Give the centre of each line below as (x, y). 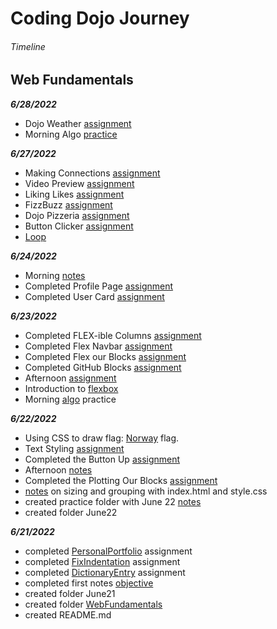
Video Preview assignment (79, 183)
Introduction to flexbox (71, 388)
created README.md (68, 614)
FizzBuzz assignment (68, 204)
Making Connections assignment (92, 173)
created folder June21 (70, 593)
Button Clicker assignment (79, 226)
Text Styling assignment (74, 448)
